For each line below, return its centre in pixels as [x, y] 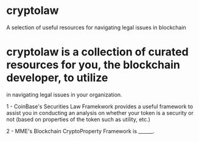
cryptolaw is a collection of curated [97, 52]
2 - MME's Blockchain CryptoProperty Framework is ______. [81, 131]
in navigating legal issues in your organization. [65, 94]
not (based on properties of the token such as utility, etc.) [79, 119]
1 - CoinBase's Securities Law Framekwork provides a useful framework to [100, 106]
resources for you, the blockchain [93, 65]
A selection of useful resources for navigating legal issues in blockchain [96, 27]
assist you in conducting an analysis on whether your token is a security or [100, 112]
